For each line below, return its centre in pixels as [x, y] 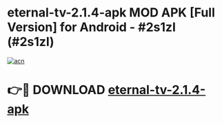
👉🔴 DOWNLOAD [56, 90]
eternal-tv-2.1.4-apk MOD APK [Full [111, 13]
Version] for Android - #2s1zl [91, 27]
